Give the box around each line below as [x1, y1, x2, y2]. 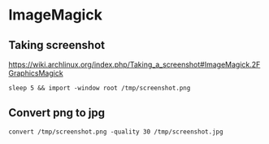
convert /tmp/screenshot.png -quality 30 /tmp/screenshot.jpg [8, 128, 223, 136]
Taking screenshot [8, 38, 106, 52]
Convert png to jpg [8, 106, 106, 120]
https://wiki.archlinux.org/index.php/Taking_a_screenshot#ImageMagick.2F [8, 59, 261, 69]
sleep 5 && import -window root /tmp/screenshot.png [8, 84, 191, 92]
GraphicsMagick [8, 68, 63, 78]
